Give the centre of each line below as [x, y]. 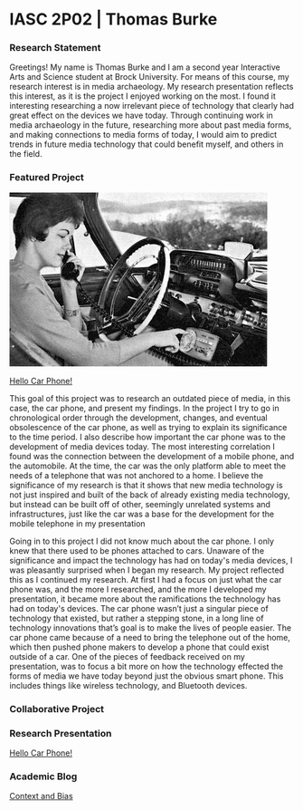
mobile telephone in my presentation [78, 523]
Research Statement [55, 48]
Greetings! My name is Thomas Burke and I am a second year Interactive [145, 67]
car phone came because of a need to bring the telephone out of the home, [150, 637]
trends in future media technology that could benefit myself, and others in [147, 144]
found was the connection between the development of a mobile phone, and [152, 456]
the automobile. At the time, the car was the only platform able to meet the [148, 466]
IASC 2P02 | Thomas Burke [114, 19]
